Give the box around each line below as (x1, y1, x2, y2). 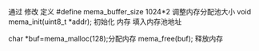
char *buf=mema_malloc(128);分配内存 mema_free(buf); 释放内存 (8, 34, 224, 43)
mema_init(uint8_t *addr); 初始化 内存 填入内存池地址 (8, 17, 182, 26)
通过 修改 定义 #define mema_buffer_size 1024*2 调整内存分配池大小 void (8, 7, 252, 16)
